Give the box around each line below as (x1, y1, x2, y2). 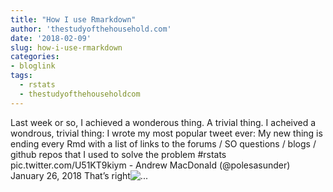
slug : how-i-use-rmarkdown (10, 42, 123, 53)
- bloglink (10, 61, 56, 71)
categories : (10, 52, 60, 62)
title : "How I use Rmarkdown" (10, 14, 137, 25)
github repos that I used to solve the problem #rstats (10, 148, 227, 160)
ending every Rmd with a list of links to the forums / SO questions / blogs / (10, 137, 317, 150)
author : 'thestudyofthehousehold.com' (10, 24, 172, 34)
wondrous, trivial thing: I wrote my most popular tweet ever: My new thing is (10, 127, 323, 139)
